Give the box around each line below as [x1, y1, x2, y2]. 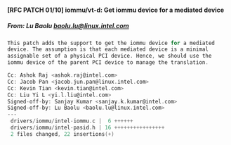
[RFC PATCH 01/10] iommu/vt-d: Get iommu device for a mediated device [7, 6, 225, 14]
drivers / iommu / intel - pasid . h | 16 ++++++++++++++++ [10, 124, 165, 132]
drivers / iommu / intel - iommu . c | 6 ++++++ [10, 118, 133, 125]
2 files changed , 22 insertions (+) [10, 130, 114, 137]
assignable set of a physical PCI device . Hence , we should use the [7, 53, 212, 60]
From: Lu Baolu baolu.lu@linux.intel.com [7, 22, 130, 30]
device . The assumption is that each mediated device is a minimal [7, 46, 209, 53]
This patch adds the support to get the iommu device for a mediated [7, 39, 216, 46]
